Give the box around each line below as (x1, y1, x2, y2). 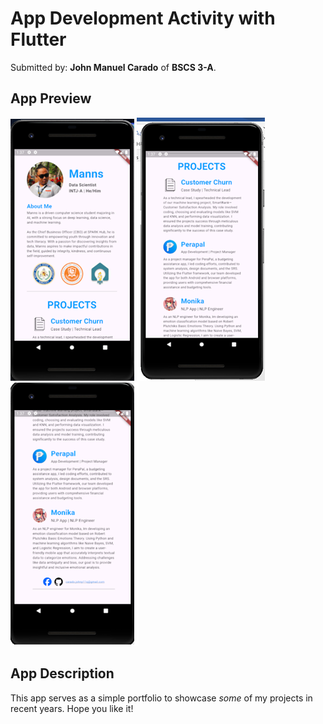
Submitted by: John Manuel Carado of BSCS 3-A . (10, 61, 217, 73)
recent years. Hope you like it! (10, 702, 134, 714)
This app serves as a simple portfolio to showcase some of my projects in (10, 692, 313, 704)
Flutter (10, 28, 67, 51)
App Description (10, 665, 115, 682)
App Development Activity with (10, 7, 276, 30)
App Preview (10, 90, 92, 107)
